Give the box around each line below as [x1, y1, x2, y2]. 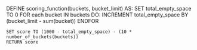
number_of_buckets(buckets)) [6, 34, 79, 40]
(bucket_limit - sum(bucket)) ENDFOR [6, 18, 99, 24]
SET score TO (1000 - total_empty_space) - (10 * [6, 29, 133, 35]
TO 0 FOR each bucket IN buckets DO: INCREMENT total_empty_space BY [6, 11, 189, 18]
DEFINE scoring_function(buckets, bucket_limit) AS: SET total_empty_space [6, 5, 192, 12]
